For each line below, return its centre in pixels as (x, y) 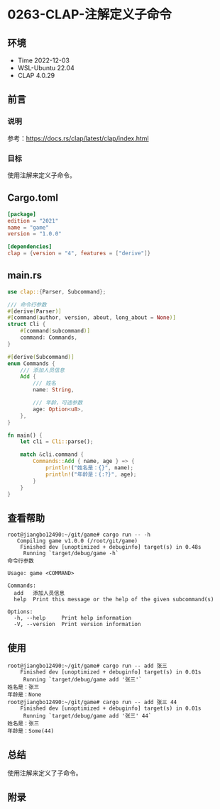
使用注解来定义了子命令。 (45, 773)
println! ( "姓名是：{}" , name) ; (89, 468)
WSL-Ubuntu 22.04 (46, 68)
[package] (22, 214)
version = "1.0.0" (34, 234)
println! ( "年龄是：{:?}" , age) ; (91, 474)
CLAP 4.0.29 (36, 76)
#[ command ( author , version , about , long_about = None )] (92, 318)
